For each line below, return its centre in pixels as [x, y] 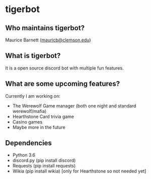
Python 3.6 [24, 155]
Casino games [27, 122]
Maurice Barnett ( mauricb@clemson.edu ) [48, 40]
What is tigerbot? [33, 56]
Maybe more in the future [39, 127]
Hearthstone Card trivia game [43, 116]
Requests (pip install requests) [44, 166]
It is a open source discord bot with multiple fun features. [65, 68]
